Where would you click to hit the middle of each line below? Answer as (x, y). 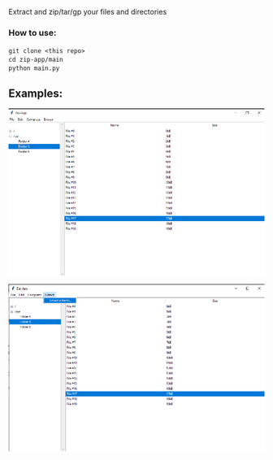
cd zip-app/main (36, 60)
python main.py (34, 68)
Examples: (36, 93)
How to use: (32, 33)
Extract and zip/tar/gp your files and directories (88, 12)
